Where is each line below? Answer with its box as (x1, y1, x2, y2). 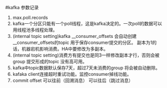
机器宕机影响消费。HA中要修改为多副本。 (21, 46, 108, 52)
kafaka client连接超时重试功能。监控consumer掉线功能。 (12, 71, 132, 77)
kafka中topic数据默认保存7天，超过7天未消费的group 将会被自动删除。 (12, 65, 160, 71)
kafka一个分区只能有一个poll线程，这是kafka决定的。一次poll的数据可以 (12, 21, 162, 26)
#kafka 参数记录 (5, 5, 39, 10)
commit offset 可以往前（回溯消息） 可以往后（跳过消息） (12, 77, 133, 83)
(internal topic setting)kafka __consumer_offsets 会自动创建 (12, 33, 137, 39)
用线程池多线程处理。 (12, 27, 57, 33)
